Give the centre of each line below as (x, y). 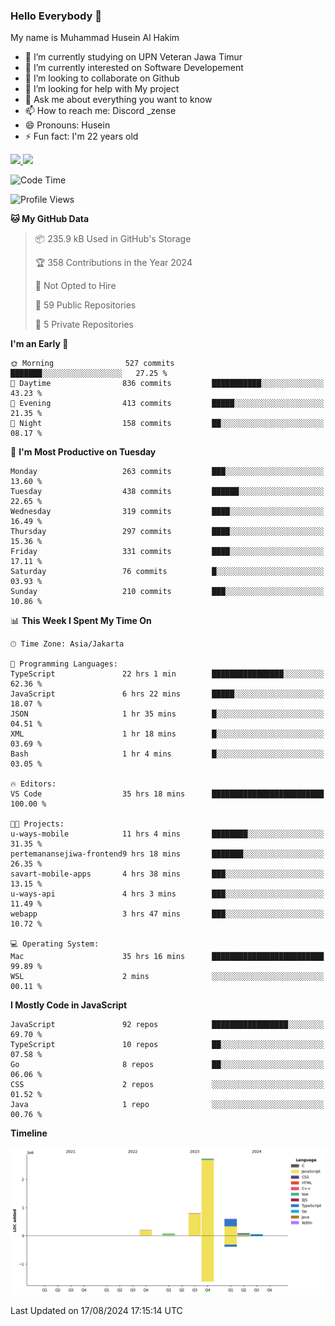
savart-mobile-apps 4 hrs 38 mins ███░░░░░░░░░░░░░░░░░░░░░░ (167, 874)
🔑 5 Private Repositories (84, 325)
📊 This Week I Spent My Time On (81, 621)
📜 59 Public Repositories (85, 305)
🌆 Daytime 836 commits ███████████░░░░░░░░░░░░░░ (167, 384)
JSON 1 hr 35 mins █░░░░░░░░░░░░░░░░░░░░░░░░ (167, 714)
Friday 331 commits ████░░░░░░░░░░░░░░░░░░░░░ (167, 552)
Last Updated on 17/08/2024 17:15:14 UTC (96, 1310)
